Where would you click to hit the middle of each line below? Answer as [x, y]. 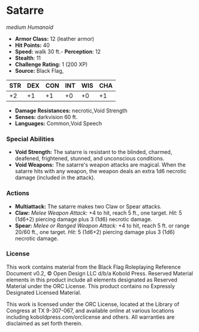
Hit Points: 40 [32, 45]
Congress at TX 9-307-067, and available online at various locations [90, 310]
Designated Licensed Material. [44, 292]
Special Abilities [30, 139]
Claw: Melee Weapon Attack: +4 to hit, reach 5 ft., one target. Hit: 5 [98, 213]
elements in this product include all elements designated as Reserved [92, 280]
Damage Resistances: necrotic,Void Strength [71, 110]
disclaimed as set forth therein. [44, 323]
